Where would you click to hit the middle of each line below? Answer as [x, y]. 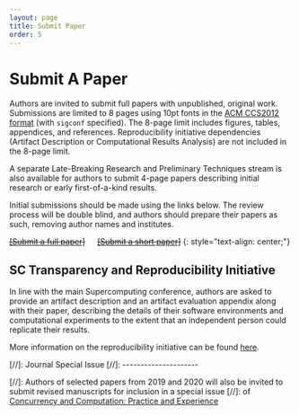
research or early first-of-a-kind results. [83, 188]
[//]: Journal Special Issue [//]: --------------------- [104, 365]
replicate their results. [50, 330]
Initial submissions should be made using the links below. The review [136, 205]
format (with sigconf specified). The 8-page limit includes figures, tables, [145, 123]
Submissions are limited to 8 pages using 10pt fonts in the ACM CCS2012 [145, 113]
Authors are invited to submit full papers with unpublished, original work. [144, 103]
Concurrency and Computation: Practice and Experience [114, 402]
